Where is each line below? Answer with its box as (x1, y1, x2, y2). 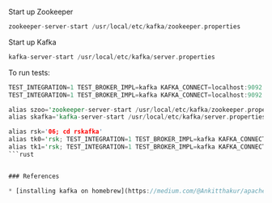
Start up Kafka (8, 37, 57, 47)
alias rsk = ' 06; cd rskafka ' (8, 127, 104, 136)
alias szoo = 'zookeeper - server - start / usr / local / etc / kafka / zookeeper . (8, 106, 249, 114)
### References (8, 172, 60, 180)
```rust (8, 150, 35, 158)
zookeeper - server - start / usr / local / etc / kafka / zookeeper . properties (8, 23, 241, 31)
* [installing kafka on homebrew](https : (8, 187, 151, 195)
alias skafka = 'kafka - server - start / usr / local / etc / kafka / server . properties (8, 113, 266, 121)
